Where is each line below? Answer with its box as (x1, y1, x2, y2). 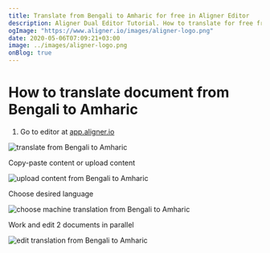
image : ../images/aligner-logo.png (8, 42, 128, 50)
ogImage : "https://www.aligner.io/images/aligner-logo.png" (8, 26, 215, 34)
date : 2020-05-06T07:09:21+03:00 (8, 34, 121, 42)
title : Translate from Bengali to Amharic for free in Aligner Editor (8, 11, 250, 20)
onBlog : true (8, 49, 52, 57)
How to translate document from (8, 83, 230, 102)
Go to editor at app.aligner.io (19, 127, 115, 136)
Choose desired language (8, 189, 94, 199)
